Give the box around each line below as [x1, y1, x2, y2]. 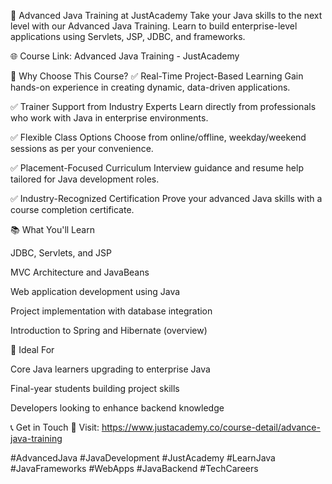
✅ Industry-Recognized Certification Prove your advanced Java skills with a [10, 193, 323, 204]
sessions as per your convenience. [10, 143, 154, 154]
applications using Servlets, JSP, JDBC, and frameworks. [10, 31, 246, 42]
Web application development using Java [10, 286, 181, 297]
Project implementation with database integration [10, 305, 213, 317]
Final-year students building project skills [10, 383, 180, 394]
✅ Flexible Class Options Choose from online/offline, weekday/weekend [10, 131, 307, 143]
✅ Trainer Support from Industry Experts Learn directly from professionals [10, 101, 317, 112]
